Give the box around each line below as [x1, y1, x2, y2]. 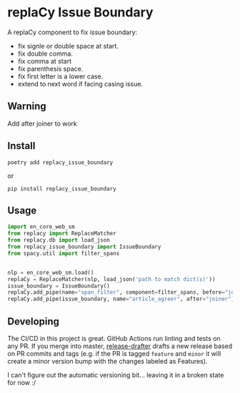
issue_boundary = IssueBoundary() [7, 282, 111, 290]
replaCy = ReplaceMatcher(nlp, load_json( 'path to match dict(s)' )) [7, 275, 216, 282]
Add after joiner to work [7, 119, 77, 128]
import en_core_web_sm [7, 223, 75, 230]
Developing [7, 315, 59, 327]
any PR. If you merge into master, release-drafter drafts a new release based [7, 342, 233, 350]
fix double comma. [17, 49, 74, 58]
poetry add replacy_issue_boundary [7, 158, 114, 166]
